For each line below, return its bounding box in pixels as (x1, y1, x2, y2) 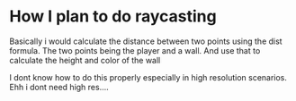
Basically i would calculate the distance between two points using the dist (9, 36, 283, 46)
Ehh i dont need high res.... (9, 81, 110, 92)
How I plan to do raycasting (9, 6, 218, 27)
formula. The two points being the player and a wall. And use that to (9, 45, 261, 55)
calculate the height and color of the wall (9, 55, 161, 65)
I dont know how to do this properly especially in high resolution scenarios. (9, 72, 288, 82)
